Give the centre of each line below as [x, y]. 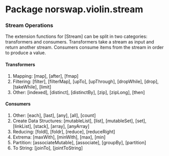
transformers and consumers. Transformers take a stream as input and [80, 42]
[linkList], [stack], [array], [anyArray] [51, 126]
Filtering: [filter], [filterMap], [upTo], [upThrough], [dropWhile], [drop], [86, 81]
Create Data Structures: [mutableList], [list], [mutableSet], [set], [79, 121]
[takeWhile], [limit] [32, 87]
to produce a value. [26, 53]
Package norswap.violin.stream [74, 9]
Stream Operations [29, 26]
